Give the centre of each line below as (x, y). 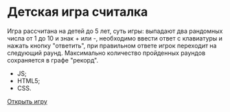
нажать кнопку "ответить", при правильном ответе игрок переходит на (112, 45)
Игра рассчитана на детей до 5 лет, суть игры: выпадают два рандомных (115, 31)
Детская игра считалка (78, 12)
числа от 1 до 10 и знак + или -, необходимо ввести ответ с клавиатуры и (115, 38)
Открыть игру (27, 101)
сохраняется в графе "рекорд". (53, 60)
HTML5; (28, 80)
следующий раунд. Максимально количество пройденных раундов (106, 53)
